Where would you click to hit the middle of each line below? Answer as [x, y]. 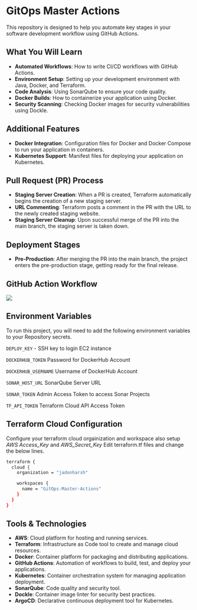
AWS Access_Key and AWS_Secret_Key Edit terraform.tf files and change [95, 444]
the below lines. [25, 451]
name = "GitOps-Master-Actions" [61, 489]
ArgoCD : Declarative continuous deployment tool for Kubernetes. [94, 601]
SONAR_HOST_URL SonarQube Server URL [54, 382]
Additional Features [43, 129]
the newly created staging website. [57, 213]
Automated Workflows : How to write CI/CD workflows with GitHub [96, 66]
